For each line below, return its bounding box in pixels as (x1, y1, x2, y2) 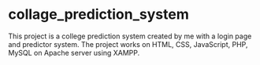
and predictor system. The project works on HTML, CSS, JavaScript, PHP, (8, 39, 248, 49)
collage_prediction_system (8, 5, 189, 23)
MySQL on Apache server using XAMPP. (8, 48, 140, 57)
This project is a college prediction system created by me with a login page (8, 31, 252, 41)
